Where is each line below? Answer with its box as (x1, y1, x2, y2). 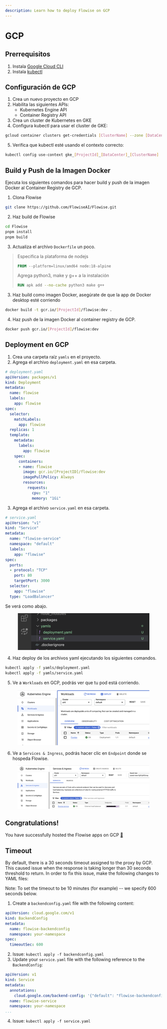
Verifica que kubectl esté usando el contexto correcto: (12, 142, 124, 148)
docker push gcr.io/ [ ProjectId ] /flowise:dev (5, 327, 99, 332)
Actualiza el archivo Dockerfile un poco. (12, 244, 95, 250)
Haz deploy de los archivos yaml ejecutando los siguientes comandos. (12, 655, 157, 661)
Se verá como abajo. (5, 603, 48, 609)
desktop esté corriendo (12, 297, 61, 303)
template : (9, 432, 30, 438)
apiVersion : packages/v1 (5, 374, 57, 379)
